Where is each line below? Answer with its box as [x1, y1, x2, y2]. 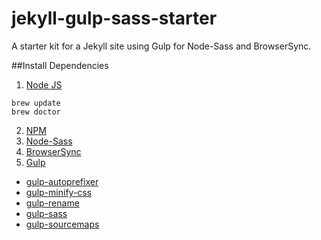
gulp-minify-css [25, 186, 93, 198]
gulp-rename [25, 197, 80, 209]
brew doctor [11, 107, 61, 117]
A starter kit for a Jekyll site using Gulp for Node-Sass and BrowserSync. [11, 40, 312, 52]
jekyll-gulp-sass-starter [11, 7, 218, 30]
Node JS [25, 78, 63, 91]
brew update [11, 98, 61, 108]
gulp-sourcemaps [25, 218, 100, 230]
